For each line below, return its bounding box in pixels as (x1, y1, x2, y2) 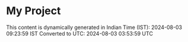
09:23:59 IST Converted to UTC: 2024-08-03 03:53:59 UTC (6, 30, 153, 37)
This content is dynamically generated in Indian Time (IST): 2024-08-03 (6, 24, 183, 31)
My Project (6, 4, 61, 18)
